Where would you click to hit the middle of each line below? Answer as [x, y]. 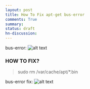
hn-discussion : [21, 33]
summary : [14, 24]
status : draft [20, 29]
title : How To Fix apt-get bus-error [45, 15]
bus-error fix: [19, 82]
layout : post [19, 10]
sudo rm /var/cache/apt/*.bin [48, 72]
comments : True [21, 19]
